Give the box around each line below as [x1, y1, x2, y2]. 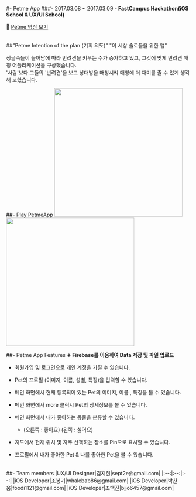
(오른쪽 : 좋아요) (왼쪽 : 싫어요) [23, 426, 94, 433]
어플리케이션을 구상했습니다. [12, 62, 77, 69]
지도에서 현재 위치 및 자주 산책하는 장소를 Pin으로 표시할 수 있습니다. [14, 439, 171, 445]
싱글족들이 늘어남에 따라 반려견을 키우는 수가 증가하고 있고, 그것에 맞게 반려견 [6, 55, 183, 61]
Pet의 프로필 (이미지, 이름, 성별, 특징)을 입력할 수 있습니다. [14, 376, 148, 383]
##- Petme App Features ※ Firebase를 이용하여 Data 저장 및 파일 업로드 [6, 352, 174, 358]
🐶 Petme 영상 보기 [6, 23, 49, 30]
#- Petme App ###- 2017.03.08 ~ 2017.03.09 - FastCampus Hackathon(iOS [6, 5, 189, 12]
